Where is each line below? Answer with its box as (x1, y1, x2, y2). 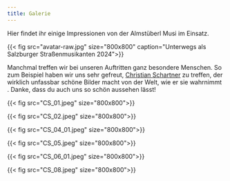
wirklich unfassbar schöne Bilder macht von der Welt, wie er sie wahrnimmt (7, 77, 222, 86)
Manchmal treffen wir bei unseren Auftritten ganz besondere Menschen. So (7, 63, 222, 71)
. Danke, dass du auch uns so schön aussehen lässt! (7, 85, 157, 93)
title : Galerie (7, 10, 51, 17)
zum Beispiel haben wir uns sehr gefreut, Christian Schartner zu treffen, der (7, 70, 223, 79)
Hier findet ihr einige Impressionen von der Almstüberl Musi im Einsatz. (7, 29, 209, 37)
